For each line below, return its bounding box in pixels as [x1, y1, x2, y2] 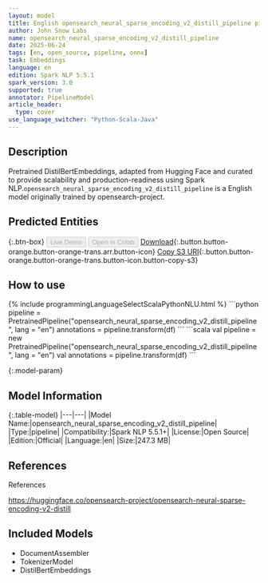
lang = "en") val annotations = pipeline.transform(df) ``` [14, 351, 196, 360]
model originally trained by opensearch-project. [8, 192, 165, 201]
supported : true [8, 85, 62, 94]
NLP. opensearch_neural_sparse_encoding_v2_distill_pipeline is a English [8, 183, 253, 192]
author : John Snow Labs [8, 26, 88, 34]
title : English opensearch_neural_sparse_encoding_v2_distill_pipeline [8, 19, 251, 27]
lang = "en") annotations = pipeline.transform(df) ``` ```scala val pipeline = [14, 325, 257, 335]
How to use [8, 278, 65, 291]
